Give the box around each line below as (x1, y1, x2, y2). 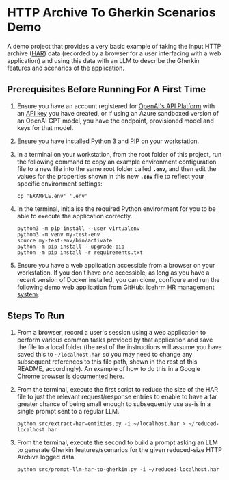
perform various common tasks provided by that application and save (16, 336, 213, 344)
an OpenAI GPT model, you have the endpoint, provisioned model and (16, 116, 214, 125)
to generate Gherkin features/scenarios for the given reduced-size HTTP (16, 445, 223, 453)
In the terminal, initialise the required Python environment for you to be (16, 204, 217, 213)
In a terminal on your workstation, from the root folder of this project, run (16, 150, 222, 158)
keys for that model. (16, 123, 74, 131)
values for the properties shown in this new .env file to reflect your (16, 172, 205, 180)
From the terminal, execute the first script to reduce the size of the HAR (16, 385, 219, 393)
